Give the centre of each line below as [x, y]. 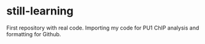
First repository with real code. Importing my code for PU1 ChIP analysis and [103, 28]
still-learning [40, 11]
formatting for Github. [34, 34]
